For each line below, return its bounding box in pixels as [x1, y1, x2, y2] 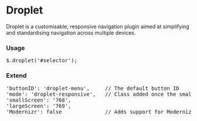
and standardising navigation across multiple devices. [6, 29, 136, 36]
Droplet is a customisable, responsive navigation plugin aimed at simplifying [6, 23, 189, 30]
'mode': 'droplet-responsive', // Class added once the [6, 90, 176, 98]
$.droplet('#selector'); [6, 57, 77, 64]
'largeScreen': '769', [6, 102, 72, 109]
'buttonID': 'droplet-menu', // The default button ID [6, 85, 180, 92]
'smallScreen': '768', [6, 96, 72, 103]
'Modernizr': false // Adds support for [6, 108, 164, 115]
